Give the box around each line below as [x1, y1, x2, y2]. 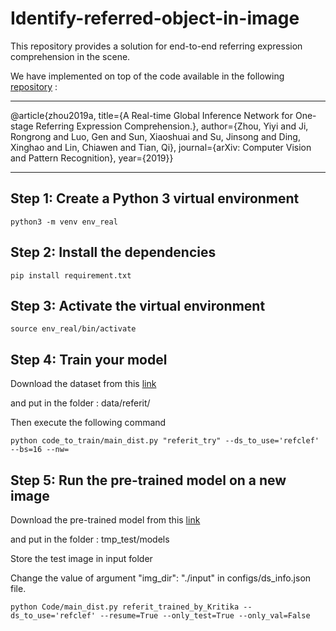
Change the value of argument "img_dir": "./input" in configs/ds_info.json [10, 572, 312, 584]
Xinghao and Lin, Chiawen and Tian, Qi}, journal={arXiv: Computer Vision [10, 141, 312, 153]
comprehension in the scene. [10, 50, 131, 62]
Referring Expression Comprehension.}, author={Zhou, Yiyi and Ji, [35, 120, 309, 132]
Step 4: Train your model [10, 351, 168, 368]
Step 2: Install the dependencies [10, 244, 217, 261]
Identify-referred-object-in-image [10, 7, 300, 30]
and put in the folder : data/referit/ [10, 397, 151, 409]
